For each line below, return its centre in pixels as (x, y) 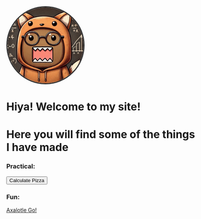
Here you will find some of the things (101, 134)
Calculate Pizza (27, 180)
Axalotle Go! (22, 210)
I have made (37, 147)
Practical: (21, 166)
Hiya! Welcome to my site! (73, 107)
